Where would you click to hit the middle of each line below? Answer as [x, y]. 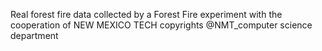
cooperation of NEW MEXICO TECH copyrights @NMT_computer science [161, 25]
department [34, 35]
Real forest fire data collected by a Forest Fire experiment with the [146, 14]
